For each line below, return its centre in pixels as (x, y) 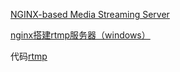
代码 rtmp (29, 56)
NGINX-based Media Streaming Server (90, 14)
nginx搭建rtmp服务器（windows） (80, 35)
